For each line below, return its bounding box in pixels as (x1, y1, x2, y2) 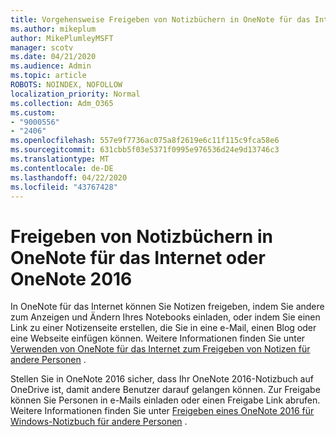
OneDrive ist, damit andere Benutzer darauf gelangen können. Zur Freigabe (10, 384, 321, 396)
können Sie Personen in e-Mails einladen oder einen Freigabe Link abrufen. (10, 394, 321, 406)
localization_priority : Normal (10, 89, 141, 99)
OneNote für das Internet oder (10, 246, 266, 269)
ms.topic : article (10, 71, 87, 81)
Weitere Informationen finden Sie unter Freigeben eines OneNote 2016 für (10, 405, 315, 417)
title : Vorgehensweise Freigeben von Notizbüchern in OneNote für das (10, 14, 311, 25)
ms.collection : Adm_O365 (10, 98, 114, 108)
